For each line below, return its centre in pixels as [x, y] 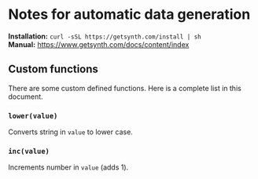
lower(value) [33, 116]
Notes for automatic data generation [129, 15]
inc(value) [29, 151]
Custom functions [53, 69]
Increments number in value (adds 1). [68, 167]
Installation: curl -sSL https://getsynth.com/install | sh [105, 36]
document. [26, 97]
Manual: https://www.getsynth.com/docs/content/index [99, 44]
